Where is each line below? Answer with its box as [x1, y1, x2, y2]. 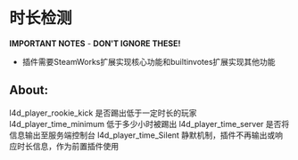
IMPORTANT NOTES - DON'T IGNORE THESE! [9, 37, 181, 49]
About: [9, 83, 49, 98]
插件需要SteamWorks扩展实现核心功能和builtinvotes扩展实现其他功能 [21, 56, 276, 67]
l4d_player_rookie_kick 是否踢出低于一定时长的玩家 [9, 108, 197, 118]
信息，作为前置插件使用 [32, 140, 119, 151]
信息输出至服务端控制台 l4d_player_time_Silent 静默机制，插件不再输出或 [9, 130, 276, 140]
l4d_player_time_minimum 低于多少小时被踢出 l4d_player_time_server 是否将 [9, 118, 290, 129]
